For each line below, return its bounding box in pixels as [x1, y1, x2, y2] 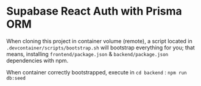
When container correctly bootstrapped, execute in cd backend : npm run [6, 68, 187, 76]
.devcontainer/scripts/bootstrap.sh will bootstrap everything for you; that [6, 44, 195, 51]
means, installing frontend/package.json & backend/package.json [6, 50, 169, 57]
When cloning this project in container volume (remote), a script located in [6, 37, 193, 45]
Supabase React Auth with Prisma [6, 4, 182, 18]
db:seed [6, 75, 26, 81]
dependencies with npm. [6, 57, 69, 64]
